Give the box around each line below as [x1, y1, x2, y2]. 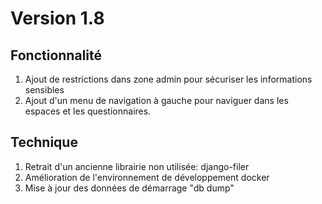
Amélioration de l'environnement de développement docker [24, 171, 270, 183]
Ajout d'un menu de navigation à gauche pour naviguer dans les [24, 95, 289, 106]
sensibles [24, 84, 65, 96]
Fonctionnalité [10, 47, 103, 64]
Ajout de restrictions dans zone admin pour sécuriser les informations [24, 73, 313, 85]
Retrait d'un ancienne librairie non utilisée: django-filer [24, 160, 250, 172]
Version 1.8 [10, 7, 105, 30]
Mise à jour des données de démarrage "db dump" [24, 182, 235, 194]
